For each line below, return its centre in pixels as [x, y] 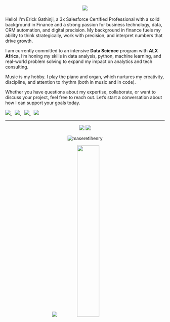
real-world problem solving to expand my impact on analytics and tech [79, 61]
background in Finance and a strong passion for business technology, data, [84, 24]
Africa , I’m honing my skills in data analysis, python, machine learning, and [83, 56]
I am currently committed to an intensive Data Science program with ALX [82, 50]
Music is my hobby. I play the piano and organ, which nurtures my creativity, [85, 77]
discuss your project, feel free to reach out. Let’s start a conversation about [84, 97]
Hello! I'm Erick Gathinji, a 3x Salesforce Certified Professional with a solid [82, 19]
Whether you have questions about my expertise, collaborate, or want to [80, 92]
